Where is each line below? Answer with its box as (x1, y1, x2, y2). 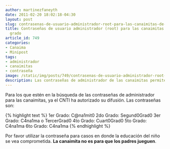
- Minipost (5, 49, 28, 55)
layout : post (5, 17, 33, 22)
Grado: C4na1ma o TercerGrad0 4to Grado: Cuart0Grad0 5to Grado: (5, 117, 147, 124)
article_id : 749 (5, 36, 39, 41)
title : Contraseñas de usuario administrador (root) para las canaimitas (5, 26, 164, 31)
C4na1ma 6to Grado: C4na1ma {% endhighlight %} (5, 123, 111, 129)
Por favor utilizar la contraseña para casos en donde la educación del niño (5, 132, 160, 139)
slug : (5, 21, 17, 27)
